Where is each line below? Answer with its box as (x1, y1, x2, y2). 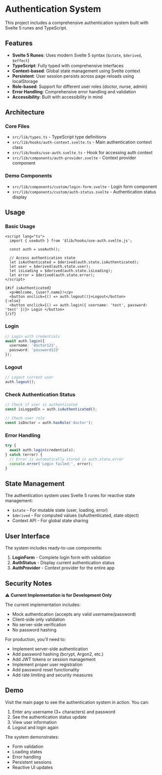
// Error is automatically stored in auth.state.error (9, 457, 124, 462)
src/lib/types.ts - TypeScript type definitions (12, 134, 107, 140)
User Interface (5, 532, 50, 540)
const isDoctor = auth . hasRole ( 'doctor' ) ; (5, 420, 93, 425)
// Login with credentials (5, 334, 60, 339)
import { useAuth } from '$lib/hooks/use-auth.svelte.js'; (9, 238, 133, 244)
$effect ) (12, 57, 30, 63)
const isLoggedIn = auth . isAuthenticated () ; (5, 407, 97, 412)
